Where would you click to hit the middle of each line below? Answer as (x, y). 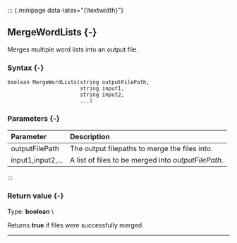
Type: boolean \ (31, 211)
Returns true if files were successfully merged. (75, 225)
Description (90, 137)
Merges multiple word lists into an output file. (73, 49)
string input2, (102, 95)
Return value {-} (36, 196)
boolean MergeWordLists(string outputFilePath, (79, 83)
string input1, (102, 89)
